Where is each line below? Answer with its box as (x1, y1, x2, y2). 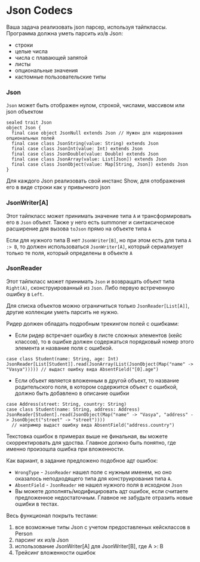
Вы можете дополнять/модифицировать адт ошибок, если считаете (14, 487, 189, 494)
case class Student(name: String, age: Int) (6, 356, 119, 362)
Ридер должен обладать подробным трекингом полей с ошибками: (6, 320, 179, 327)
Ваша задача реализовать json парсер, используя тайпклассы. (6, 23, 167, 31)
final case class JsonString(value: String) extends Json (11, 141, 159, 147)
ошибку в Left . (6, 290, 44, 297)
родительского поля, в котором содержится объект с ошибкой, (14, 383, 178, 390)
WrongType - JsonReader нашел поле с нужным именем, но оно (14, 468, 172, 476)
